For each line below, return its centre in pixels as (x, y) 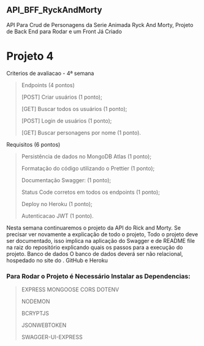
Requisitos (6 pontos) (33, 144)
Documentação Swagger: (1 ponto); (66, 180)
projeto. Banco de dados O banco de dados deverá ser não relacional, (95, 253)
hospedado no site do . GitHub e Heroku (57, 260)
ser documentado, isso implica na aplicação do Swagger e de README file (101, 240)
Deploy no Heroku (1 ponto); (57, 204)
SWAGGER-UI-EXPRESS (52, 337)
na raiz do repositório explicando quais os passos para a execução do (95, 247)
